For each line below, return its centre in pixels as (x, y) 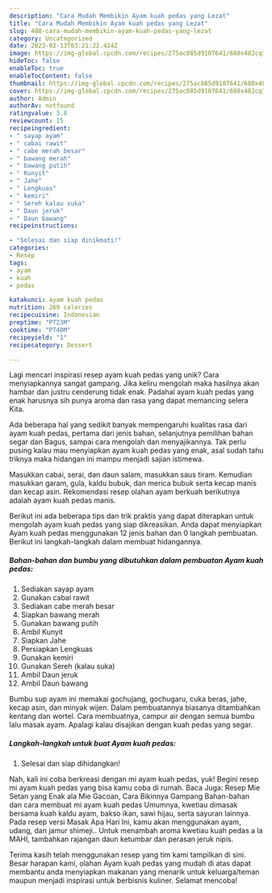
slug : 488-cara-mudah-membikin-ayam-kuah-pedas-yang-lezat (111, 31)
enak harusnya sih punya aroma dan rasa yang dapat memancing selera (129, 401)
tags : (18, 263)
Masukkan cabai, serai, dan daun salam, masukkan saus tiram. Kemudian (131, 475)
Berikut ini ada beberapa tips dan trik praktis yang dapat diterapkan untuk (132, 516)
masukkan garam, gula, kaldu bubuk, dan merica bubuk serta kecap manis (133, 483)
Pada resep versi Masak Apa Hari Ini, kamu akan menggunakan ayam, (125, 822)
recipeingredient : (40, 128)
